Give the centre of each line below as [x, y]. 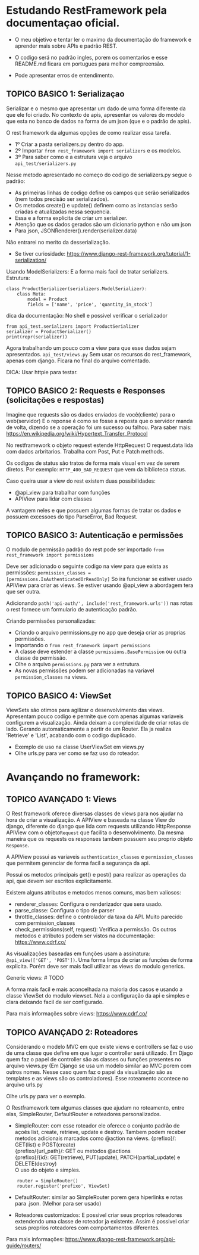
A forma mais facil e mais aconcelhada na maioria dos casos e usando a [94, 989]
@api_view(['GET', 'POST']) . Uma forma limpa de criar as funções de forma [99, 960]
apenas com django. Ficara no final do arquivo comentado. [78, 361]
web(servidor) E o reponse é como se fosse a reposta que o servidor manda [99, 421]
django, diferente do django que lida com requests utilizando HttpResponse [99, 827]
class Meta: [31, 294]
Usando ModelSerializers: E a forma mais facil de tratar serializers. [88, 271]
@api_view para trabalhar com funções [62, 492]
